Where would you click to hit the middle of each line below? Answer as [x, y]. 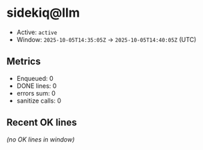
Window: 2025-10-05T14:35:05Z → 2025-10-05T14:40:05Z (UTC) [106, 39]
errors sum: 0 [36, 93]
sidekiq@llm [43, 13]
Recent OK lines [42, 122]
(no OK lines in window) [41, 139]
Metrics [24, 62]
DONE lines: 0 [36, 86]
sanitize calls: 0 [39, 100]
